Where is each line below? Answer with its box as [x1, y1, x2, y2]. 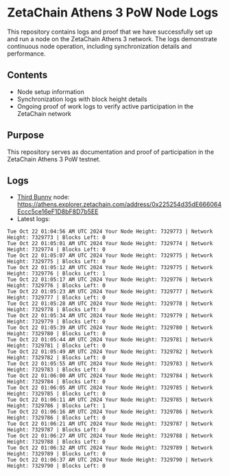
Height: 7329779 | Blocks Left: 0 [7, 318, 106, 326]
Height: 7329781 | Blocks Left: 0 [7, 342, 106, 350]
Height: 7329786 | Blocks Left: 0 [7, 414, 106, 422]
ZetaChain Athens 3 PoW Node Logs [7, 5, 219, 21]
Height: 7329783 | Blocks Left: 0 [7, 366, 106, 374]
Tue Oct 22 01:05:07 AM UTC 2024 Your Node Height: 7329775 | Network [7, 252, 213, 259]
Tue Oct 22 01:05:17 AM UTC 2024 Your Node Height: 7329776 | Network [7, 276, 213, 283]
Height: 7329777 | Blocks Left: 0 [7, 294, 106, 302]
